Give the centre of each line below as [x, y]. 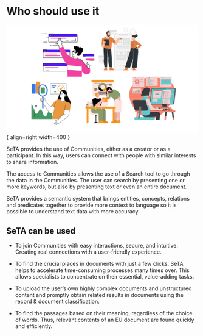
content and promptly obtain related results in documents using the [99, 295]
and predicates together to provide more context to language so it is [91, 205]
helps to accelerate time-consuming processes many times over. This [102, 270]
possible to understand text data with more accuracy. [73, 212]
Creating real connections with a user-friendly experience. [88, 252]
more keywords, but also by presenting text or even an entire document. [97, 187]
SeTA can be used [41, 231]
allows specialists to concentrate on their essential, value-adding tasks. [105, 277]
